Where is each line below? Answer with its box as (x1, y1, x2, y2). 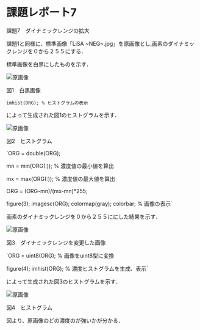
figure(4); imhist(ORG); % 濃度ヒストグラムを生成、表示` (6, 265, 148, 272)
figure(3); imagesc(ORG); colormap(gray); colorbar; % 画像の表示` (6, 200, 173, 207)
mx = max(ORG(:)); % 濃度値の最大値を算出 (6, 175, 116, 182)
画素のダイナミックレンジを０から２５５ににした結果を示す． (6, 213, 162, 220)
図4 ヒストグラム (6, 304, 53, 311)
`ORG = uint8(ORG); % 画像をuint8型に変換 (6, 252, 115, 259)
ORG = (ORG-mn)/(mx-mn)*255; (6, 187, 88, 194)
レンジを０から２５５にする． (11, 47, 87, 55)
